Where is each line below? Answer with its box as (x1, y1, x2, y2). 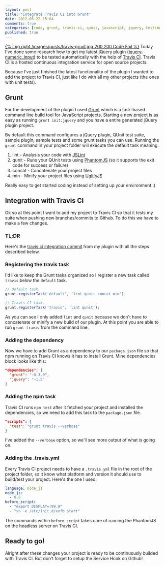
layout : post (5, 7, 32, 12)
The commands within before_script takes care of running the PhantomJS (5, 517, 156, 523)
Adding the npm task (5, 393, 56, 400)
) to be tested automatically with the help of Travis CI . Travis (33, 54, 156, 60)
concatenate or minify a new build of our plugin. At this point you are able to (5, 319, 159, 325)
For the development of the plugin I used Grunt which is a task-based (5, 106, 145, 112)
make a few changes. (5, 220, 49, 226)
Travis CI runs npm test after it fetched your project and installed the (5, 404, 143, 410)
